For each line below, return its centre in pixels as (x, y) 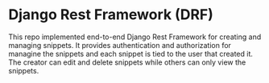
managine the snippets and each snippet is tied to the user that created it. (131, 53)
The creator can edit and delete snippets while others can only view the (127, 62)
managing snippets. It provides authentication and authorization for (120, 45)
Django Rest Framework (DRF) (111, 15)
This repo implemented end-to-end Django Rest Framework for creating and (135, 37)
